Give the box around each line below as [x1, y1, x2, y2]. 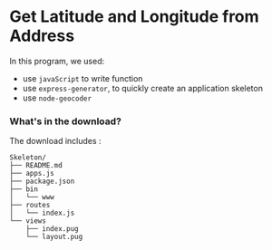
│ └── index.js [9, 208, 75, 218]
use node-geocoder [22, 92, 92, 103]
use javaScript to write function [22, 72, 143, 83]
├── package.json [9, 177, 75, 187]
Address [9, 25, 75, 46]
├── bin [9, 185, 39, 194]
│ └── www [9, 193, 54, 202]
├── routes [9, 201, 51, 210]
